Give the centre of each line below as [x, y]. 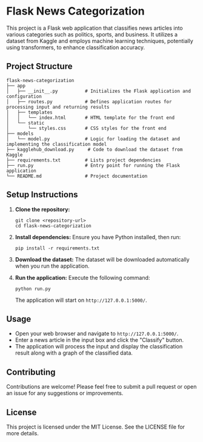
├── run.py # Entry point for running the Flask [93, 165]
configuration [24, 96]
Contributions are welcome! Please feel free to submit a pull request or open [101, 387]
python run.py [33, 289]
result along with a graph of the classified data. [74, 353]
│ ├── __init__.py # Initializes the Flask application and [98, 91]
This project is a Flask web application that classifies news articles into [95, 28]
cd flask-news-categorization [53, 226]
